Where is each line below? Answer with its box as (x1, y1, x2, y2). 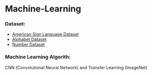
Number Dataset (12, 42, 45, 48)
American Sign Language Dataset (12, 31, 79, 37)
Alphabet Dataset (12, 37, 47, 42)
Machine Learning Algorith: (5, 54, 71, 61)
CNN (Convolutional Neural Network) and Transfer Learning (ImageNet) (5, 64, 148, 70)
